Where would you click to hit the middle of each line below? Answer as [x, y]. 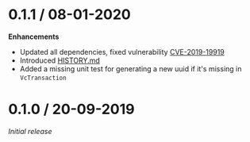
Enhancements [34, 36]
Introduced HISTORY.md [60, 60]
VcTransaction [43, 78]
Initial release [30, 131]
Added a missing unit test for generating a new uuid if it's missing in [131, 68]
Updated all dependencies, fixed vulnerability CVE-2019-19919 [122, 52]
